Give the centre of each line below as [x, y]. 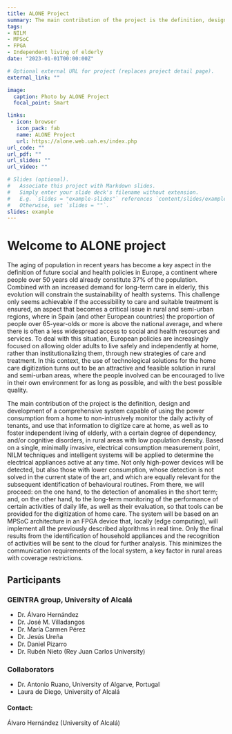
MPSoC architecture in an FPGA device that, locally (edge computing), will [113, 521]
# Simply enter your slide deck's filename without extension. [103, 192]
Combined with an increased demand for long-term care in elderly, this [108, 287]
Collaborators [31, 669]
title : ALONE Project [38, 14]
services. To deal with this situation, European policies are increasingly [108, 339]
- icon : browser [33, 122]
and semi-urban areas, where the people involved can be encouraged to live [116, 375]
